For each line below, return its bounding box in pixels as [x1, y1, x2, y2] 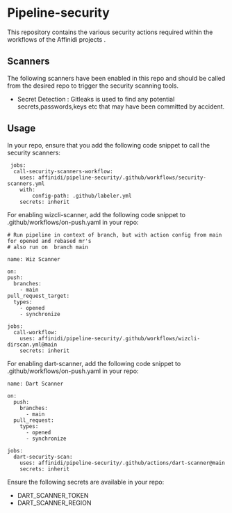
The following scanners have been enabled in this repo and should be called [7, 74, 226, 82]
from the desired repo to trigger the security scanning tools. [7, 81, 179, 90]
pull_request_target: [7, 292, 70, 299]
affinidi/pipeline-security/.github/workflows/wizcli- [38, 335, 200, 342]
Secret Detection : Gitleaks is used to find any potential [17, 95, 175, 103]
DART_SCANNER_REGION [17, 498, 92, 507]
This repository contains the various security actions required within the [7, 28, 213, 36]
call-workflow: [13, 329, 58, 336]
